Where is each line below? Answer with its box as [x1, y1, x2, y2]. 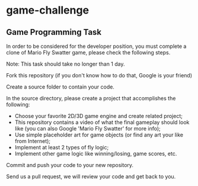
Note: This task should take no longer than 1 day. [6, 60, 125, 67]
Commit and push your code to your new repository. [6, 162, 134, 168]
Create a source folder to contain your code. [6, 83, 114, 90]
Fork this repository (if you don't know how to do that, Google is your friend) [6, 72, 193, 79]
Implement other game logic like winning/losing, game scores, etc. [14, 150, 177, 157]
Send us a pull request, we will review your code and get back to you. [6, 173, 176, 180]
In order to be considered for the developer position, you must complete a [6, 43, 187, 50]
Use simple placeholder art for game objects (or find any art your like [14, 131, 184, 138]
